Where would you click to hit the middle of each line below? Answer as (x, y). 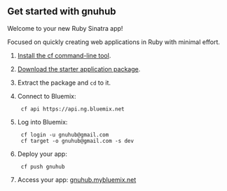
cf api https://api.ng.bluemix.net (73, 109)
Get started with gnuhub (62, 12)
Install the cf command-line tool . (64, 55)
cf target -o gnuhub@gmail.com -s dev (77, 141)
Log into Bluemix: (42, 122)
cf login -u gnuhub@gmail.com (65, 135)
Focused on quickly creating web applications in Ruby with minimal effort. (114, 42)
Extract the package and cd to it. (64, 83)
